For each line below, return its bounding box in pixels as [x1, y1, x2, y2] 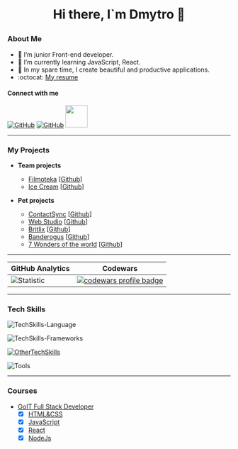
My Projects [7, 145, 50, 155]
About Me [7, 34, 42, 44]
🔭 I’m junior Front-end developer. [17, 50, 114, 59]
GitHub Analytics [11, 264, 70, 274]
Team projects [17, 161, 62, 170]
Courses [7, 386, 38, 396]
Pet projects [17, 196, 55, 205]
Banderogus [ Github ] [28, 233, 90, 241]
